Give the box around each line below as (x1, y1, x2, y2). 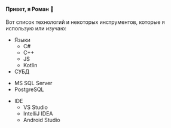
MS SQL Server (14, 80, 53, 87)
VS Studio (23, 104, 48, 111)
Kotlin (23, 62, 38, 69)
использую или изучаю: (5, 25, 67, 32)
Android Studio (23, 117, 60, 124)
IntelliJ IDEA (23, 110, 53, 117)
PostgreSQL (14, 86, 44, 93)
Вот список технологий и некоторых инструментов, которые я (5, 18, 165, 26)
